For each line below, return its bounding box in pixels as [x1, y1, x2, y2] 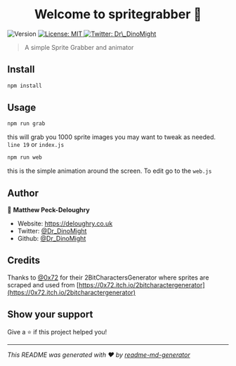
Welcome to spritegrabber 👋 [34, 6, 202, 22]
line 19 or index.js [7, 140, 65, 149]
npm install [7, 82, 42, 89]
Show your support [7, 308, 93, 320]
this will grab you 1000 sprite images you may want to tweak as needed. [7, 133, 216, 141]
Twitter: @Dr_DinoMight [17, 227, 87, 235]
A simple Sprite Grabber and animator [24, 43, 134, 51]
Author [7, 187, 39, 199]
